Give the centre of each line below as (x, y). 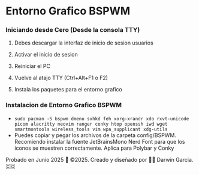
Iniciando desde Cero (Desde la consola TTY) (73, 30)
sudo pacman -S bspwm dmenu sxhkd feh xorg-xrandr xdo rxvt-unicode (102, 118)
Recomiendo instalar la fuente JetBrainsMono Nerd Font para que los (99, 141)
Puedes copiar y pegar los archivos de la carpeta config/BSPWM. (95, 135)
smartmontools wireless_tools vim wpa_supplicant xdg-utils (91, 129)
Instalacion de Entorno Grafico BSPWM (64, 105)
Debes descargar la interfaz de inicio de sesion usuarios (84, 43)
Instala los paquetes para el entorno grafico (68, 90)
